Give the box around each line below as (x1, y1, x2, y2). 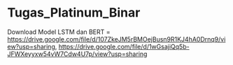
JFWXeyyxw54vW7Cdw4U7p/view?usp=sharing (7, 50, 148, 58)
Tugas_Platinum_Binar (7, 5, 141, 21)
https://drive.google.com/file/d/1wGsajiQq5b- (58, 42, 190, 50)
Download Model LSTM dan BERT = (7, 28, 111, 36)
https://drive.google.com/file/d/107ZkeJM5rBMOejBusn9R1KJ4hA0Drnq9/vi (7, 35, 226, 43)
